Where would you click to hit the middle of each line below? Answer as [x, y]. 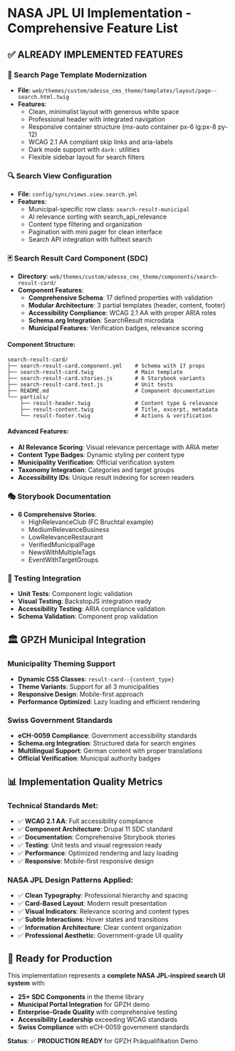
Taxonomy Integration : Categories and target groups [96, 470]
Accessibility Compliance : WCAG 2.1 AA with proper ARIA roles [122, 313]
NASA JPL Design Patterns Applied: [70, 880]
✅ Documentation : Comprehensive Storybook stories [96, 837]
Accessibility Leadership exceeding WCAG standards [98, 1020]
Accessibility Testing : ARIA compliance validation [92, 609]
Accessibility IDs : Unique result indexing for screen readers [106, 477]
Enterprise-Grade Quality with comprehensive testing [98, 1012]
